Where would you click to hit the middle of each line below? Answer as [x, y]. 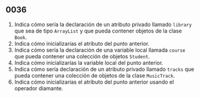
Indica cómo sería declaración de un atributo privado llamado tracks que [104, 69]
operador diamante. [39, 88]
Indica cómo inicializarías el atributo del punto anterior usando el [94, 82]
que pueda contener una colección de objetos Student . [82, 56]
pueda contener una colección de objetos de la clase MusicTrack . [94, 75]
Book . [21, 37]
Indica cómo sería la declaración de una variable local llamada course [100, 50]
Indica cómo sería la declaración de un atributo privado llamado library [103, 24]
